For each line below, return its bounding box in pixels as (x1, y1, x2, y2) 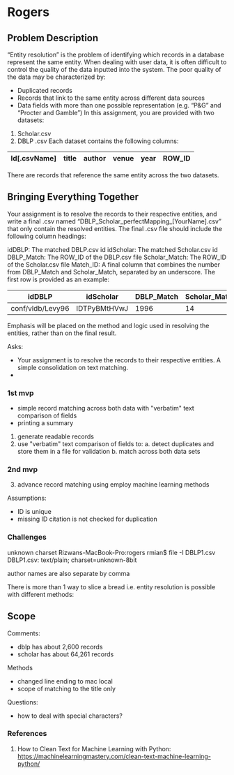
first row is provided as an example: (7, 275, 110, 283)
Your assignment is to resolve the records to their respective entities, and (7, 209, 217, 218)
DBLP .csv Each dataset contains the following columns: (17, 137, 179, 145)
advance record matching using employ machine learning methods (17, 480, 210, 489)
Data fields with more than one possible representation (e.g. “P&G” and (17, 101, 221, 109)
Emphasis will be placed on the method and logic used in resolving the (7, 321, 210, 330)
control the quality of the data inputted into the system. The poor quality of (7, 66, 221, 73)
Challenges (7, 532, 47, 542)
